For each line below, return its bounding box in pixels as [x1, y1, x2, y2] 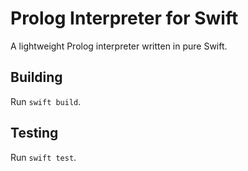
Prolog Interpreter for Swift [10, 7, 239, 30]
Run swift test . [10, 151, 77, 163]
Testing [10, 125, 59, 142]
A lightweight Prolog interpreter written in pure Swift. [10, 40, 228, 52]
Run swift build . [10, 95, 82, 107]
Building [10, 69, 63, 86]
